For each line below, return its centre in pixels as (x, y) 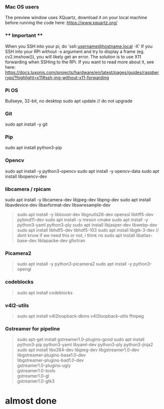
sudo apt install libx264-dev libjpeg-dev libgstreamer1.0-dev (78, 350)
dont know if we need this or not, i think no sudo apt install (76, 235)
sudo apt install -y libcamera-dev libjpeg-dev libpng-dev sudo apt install (78, 200)
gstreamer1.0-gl (33, 376)
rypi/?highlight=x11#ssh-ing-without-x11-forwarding (57, 78)
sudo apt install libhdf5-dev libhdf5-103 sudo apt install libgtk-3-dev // (88, 230)
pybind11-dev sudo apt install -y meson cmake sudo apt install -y (82, 220)
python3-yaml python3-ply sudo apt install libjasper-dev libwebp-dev (87, 225)
